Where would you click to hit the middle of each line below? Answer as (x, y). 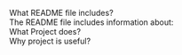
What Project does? (45, 31)
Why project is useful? (50, 41)
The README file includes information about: (91, 22)
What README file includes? (61, 13)
